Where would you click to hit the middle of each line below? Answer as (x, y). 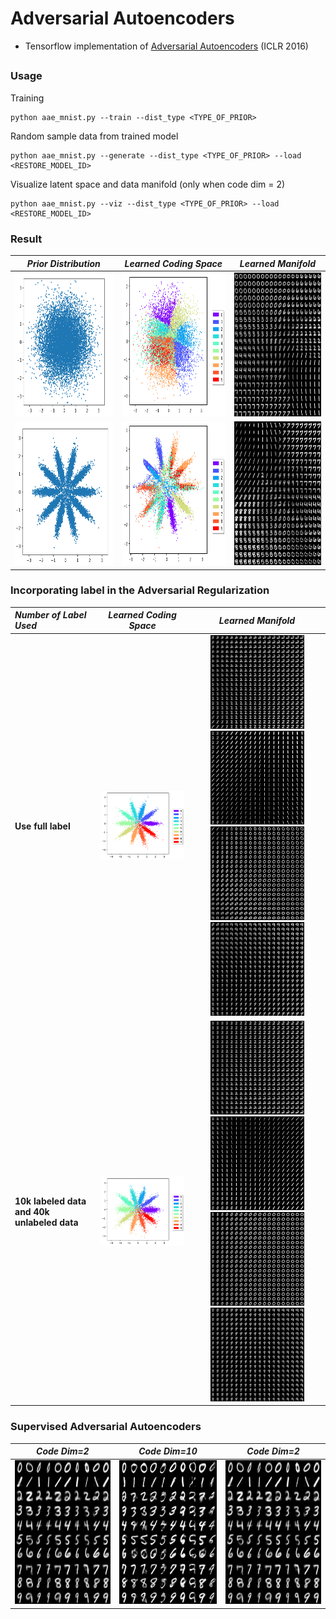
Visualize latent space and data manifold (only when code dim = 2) (148, 184)
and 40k (32, 1212)
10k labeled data (50, 1201)
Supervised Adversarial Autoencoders (106, 1427)
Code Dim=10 (168, 1451)
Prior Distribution (63, 263)
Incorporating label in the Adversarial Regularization (140, 590)
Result (26, 239)
